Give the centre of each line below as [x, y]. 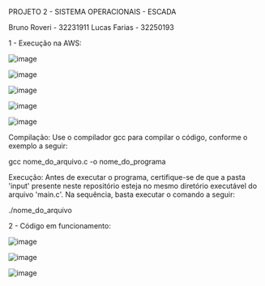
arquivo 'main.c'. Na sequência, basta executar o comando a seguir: [122, 194]
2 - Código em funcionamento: [60, 226]
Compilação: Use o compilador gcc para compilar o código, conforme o [128, 137]
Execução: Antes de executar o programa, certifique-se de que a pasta [127, 177]
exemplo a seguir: [38, 146]
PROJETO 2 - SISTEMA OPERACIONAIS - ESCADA [92, 12]
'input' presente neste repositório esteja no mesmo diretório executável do [133, 186]
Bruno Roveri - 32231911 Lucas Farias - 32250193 [91, 27]
